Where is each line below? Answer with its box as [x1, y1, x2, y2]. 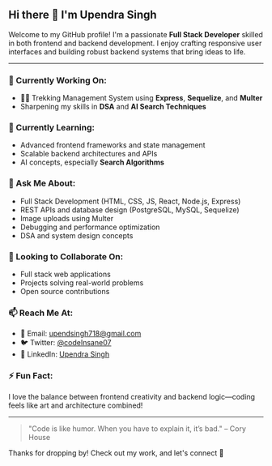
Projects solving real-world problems [19, 278, 144, 288]
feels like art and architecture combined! [8, 400, 143, 410]
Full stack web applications [19, 269, 111, 279]
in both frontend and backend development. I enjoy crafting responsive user [8, 38, 262, 48]
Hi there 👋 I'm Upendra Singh [8, 8, 157, 22]
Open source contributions [19, 287, 110, 296]
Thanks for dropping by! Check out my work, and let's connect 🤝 [8, 447, 224, 458]
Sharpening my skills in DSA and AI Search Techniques [19, 102, 206, 112]
